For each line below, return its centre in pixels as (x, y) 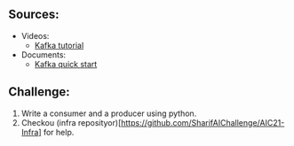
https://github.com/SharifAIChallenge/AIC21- (203, 122)
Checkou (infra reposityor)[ (71, 122)
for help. (59, 132)
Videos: (35, 35)
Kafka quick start (66, 64)
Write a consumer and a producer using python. (109, 113)
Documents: (44, 54)
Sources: (34, 15)
